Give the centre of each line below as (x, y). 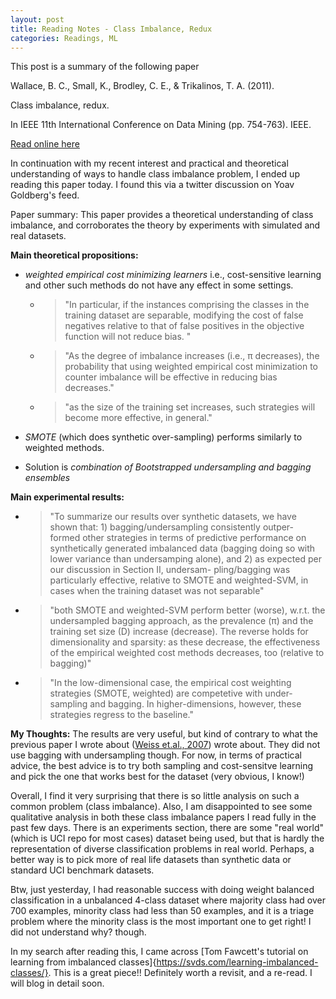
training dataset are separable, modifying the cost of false (184, 315)
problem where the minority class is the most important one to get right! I (161, 922)
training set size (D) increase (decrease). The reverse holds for (179, 632)
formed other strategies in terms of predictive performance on (178, 538)
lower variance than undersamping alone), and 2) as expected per (185, 559)
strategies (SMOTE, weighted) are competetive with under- (171, 693)
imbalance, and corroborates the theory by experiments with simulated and (165, 225)
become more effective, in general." (138, 418)
